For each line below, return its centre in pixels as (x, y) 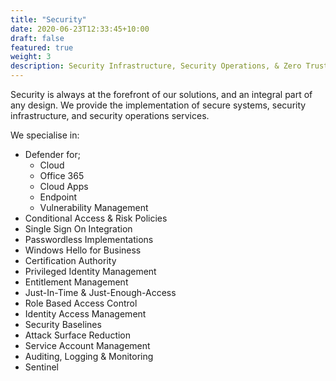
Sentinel (42, 367)
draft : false (37, 38)
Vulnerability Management (94, 207)
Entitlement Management (76, 282)
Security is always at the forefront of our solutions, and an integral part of (161, 94)
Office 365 (62, 175)
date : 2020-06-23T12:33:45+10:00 (80, 29)
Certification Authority (70, 260)
